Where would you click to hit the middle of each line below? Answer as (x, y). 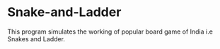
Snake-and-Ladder (64, 12)
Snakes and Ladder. (36, 38)
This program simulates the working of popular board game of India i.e (110, 31)
